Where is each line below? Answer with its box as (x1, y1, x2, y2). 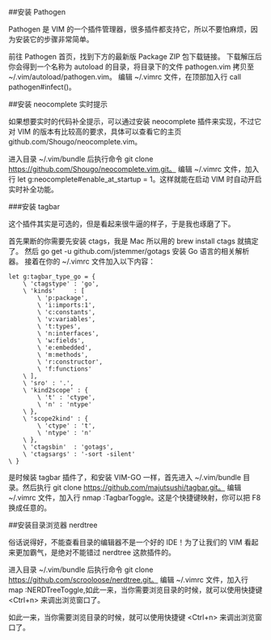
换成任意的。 (8, 503, 51, 513)
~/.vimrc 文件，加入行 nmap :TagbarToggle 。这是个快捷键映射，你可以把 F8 (8, 493, 261, 502)
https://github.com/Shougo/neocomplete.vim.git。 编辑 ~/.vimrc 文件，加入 (8, 165, 260, 174)
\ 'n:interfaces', (37, 329, 100, 337)
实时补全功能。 (8, 185, 58, 194)
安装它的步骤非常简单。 (15, 35, 94, 44)
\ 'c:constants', (37, 308, 95, 316)
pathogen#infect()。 (8, 82, 77, 92)
